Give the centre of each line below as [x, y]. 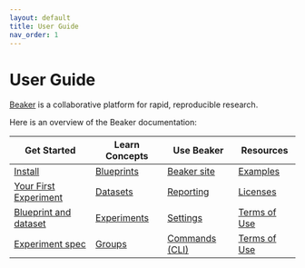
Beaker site [191, 172]
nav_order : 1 [34, 35]
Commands [192, 239]
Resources [265, 151]
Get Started [50, 151]
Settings [185, 218]
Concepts [127, 156]
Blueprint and [43, 213]
